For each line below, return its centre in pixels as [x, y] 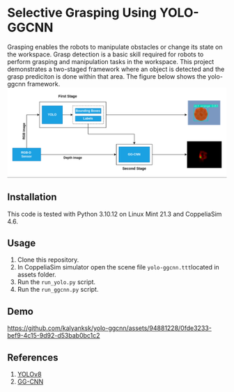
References [33, 358]
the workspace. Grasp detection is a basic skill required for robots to [106, 54]
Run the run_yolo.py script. [56, 282]
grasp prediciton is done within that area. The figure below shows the [107, 76]
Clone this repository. [48, 260]
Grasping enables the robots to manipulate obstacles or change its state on [115, 47]
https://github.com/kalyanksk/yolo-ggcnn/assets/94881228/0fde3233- [110, 328]
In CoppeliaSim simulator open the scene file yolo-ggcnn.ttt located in [118, 267]
